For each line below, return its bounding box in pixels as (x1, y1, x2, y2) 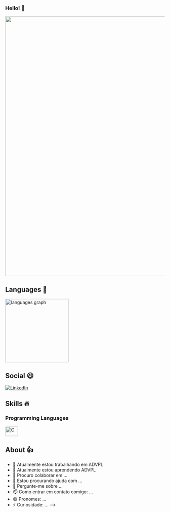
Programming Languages (5, 415, 69, 422)
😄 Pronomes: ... (12, 496, 47, 502)
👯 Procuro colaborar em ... (12, 472, 68, 479)
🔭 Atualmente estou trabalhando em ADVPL (12, 461, 104, 468)
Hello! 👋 (5, 5, 25, 12)
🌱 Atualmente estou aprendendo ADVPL (12, 467, 96, 473)
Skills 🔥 (5, 399, 29, 408)
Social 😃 (5, 371, 34, 380)
